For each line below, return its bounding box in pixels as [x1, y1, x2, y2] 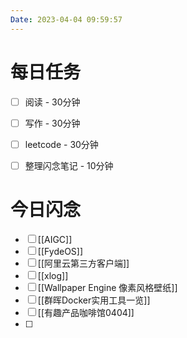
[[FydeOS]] [37, 245, 84, 257]
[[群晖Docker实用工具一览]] [37, 294, 151, 306]
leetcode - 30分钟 [24, 138, 99, 150]
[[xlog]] [37, 269, 69, 281]
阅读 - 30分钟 [24, 96, 81, 108]
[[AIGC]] [37, 233, 73, 245]
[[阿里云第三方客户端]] [37, 257, 130, 269]
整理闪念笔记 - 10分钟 [24, 159, 114, 171]
